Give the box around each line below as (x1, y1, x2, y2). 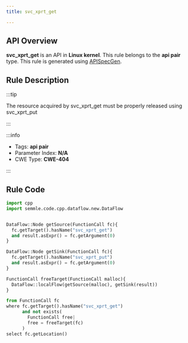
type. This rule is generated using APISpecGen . (6, 58, 122, 65)
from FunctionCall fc (6, 298, 60, 304)
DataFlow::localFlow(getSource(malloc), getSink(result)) (11, 281, 158, 288)
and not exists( (21, 309, 62, 315)
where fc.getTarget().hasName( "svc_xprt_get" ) (6, 303, 123, 309)
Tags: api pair (14, 143, 49, 150)
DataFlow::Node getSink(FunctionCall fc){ (6, 249, 113, 255)
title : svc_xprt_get (6, 8, 58, 15)
